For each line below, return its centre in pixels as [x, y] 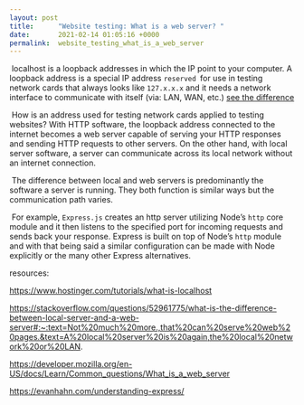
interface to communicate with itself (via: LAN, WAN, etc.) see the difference [152, 98]
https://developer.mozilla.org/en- [71, 364]
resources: [29, 273]
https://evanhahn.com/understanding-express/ [97, 391]
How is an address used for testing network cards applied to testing [138, 115]
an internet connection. [53, 163]
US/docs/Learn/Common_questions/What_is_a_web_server [120, 374]
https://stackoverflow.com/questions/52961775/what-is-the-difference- [143, 308]
